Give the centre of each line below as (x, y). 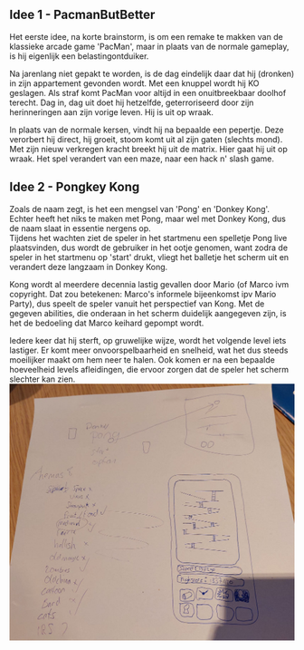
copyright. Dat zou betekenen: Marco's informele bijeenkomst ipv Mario (143, 294)
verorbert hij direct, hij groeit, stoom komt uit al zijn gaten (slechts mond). (146, 139)
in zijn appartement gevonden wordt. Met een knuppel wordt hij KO (134, 83)
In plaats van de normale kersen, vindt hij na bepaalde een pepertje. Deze (147, 130)
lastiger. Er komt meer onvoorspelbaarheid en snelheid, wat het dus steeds (149, 350)
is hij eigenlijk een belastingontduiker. (79, 56)
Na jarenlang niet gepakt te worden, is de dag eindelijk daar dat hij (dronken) (152, 73)
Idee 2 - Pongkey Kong (75, 187)
